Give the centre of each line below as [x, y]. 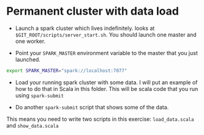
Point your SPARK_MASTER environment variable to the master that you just [106, 53]
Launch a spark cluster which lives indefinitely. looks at [85, 28]
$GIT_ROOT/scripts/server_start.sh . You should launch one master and [106, 34]
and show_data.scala [33, 125]
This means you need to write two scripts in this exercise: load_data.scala [100, 119]
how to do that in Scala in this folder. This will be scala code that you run [107, 89]
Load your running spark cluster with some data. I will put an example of [106, 82]
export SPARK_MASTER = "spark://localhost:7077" [67, 71]
